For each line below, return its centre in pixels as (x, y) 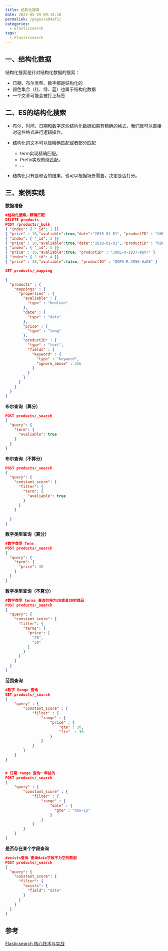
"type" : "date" (44, 317)
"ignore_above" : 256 (59, 363)
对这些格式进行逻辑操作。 (39, 132)
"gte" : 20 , (71, 727)
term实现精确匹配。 (40, 153)
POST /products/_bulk (28, 225)
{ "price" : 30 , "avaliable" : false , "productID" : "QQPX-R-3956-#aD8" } (81, 262)
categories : (17, 24)
